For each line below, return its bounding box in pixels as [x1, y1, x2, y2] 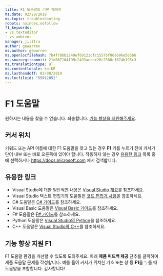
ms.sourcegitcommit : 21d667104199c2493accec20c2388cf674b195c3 [5, 57, 137, 62]
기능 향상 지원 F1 [5, 239, 52, 248]
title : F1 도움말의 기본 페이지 [5, 7, 62, 12]
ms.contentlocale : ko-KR [5, 67, 56, 72]
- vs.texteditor [5, 30, 38, 35]
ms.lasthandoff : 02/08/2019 [5, 71, 62, 76]
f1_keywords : [5, 25, 32, 30]
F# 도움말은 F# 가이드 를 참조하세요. [12, 211, 81, 217]
